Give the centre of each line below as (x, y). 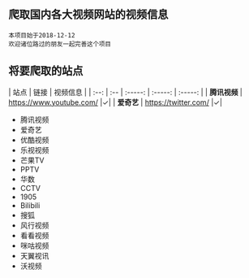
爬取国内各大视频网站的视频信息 (88, 15)
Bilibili (30, 205)
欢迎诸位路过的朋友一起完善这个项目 (60, 44)
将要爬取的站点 (46, 71)
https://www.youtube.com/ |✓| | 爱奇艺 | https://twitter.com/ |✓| (116, 102)
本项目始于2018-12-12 (42, 35)
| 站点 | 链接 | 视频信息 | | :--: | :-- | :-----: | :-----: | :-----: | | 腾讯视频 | (126, 92)
